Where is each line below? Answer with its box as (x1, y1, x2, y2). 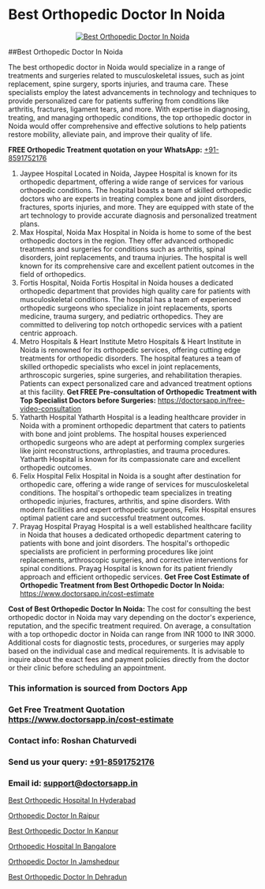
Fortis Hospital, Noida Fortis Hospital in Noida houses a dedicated (19, 278, 234, 287)
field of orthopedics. (19, 269, 87, 278)
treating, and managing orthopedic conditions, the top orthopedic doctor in (8, 112, 252, 122)
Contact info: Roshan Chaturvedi (8, 735, 136, 746)
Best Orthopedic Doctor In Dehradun (8, 872, 128, 881)
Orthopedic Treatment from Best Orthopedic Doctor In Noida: (19, 580, 225, 590)
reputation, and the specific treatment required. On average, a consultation (8, 621, 252, 630)
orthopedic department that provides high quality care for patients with (19, 286, 251, 296)
